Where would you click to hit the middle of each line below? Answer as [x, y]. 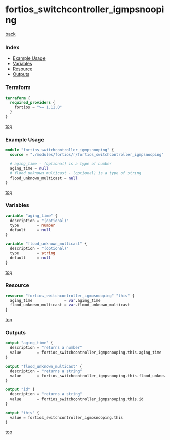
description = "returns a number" [46, 348]
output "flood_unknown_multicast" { [44, 366]
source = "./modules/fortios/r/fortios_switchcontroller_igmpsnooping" [87, 155]
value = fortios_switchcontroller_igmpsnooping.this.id [77, 399]
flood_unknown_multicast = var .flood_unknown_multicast [70, 305]
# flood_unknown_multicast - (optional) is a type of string [76, 173]
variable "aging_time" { [31, 216]
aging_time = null [29, 168]
